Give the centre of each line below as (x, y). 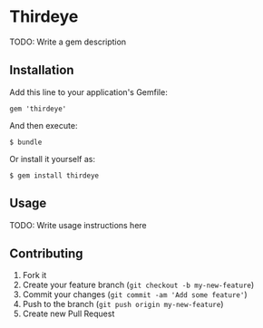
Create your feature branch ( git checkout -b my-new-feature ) (138, 285)
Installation (42, 70)
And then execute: (44, 125)
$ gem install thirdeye (54, 175)
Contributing (46, 253)
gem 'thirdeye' (38, 109)
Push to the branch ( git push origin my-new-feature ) (123, 304)
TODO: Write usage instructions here (78, 225)
